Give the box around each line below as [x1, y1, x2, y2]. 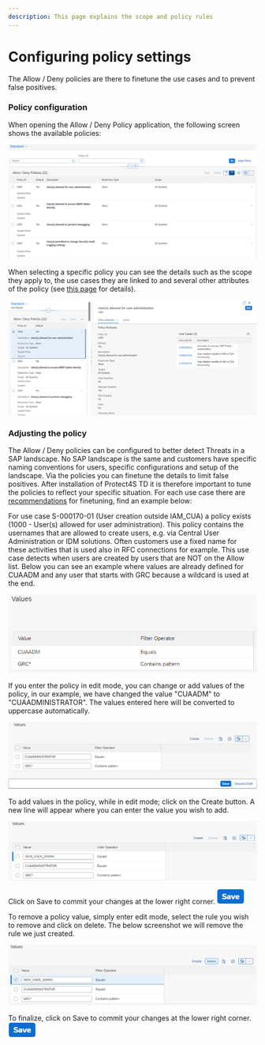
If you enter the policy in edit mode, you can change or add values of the [8, 681, 244, 690]
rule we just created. [8, 929, 75, 938]
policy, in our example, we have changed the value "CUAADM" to [8, 688, 221, 699]
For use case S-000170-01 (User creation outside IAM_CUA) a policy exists [8, 511, 252, 521]
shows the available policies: [8, 128, 102, 138]
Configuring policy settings [8, 47, 192, 66]
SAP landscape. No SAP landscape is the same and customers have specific [8, 455, 257, 464]
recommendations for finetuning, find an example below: [8, 496, 192, 506]
